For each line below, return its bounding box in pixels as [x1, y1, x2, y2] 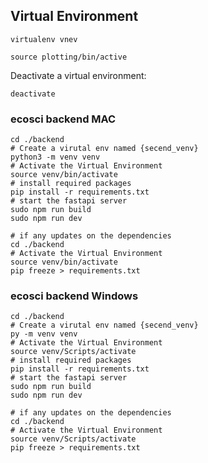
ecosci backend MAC [10, 112, 117, 126]
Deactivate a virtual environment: [10, 69, 147, 81]
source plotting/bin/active [10, 52, 128, 62]
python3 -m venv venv [10, 152, 101, 163]
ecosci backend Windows [10, 289, 139, 303]
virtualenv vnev [10, 34, 78, 44]
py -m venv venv [10, 329, 78, 339]
